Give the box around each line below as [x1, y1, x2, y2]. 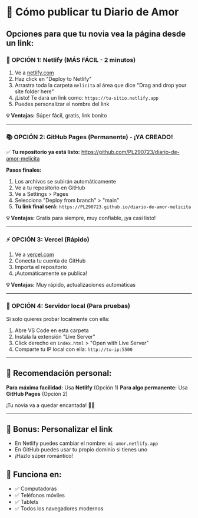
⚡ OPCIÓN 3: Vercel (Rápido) [6, 235, 90, 244]
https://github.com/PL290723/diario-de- [81, 149, 180, 156]
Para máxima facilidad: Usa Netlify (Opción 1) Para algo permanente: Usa [6, 383, 188, 391]
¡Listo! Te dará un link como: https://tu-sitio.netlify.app [14, 94, 159, 101]
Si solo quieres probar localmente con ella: [6, 315, 110, 322]
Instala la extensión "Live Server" [14, 333, 95, 340]
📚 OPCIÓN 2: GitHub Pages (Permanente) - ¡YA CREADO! [6, 133, 173, 141]
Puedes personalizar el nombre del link [14, 100, 110, 107]
